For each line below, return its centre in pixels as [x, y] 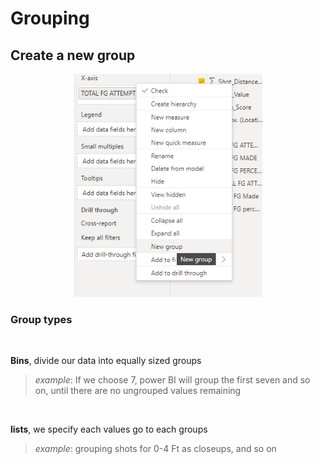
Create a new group [73, 55]
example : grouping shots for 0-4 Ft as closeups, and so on [155, 448]
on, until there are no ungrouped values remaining [138, 390]
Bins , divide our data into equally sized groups [106, 360]
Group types [41, 319]
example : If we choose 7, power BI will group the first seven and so [172, 379]
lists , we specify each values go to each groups [109, 429]
